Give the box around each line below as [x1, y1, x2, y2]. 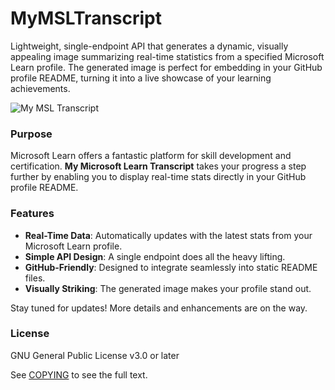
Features [10, 207, 55, 221]
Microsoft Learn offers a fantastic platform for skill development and [10, 150, 292, 162]
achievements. [10, 82, 71, 94]
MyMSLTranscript [10, 7, 162, 30]
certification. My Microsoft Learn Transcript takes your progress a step [10, 160, 307, 172]
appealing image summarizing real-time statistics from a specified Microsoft [10, 50, 325, 62]
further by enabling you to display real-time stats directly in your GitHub [10, 171, 307, 183]
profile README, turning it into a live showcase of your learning [10, 72, 272, 84]
